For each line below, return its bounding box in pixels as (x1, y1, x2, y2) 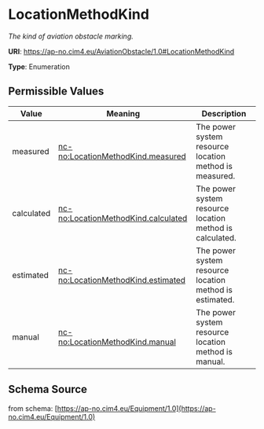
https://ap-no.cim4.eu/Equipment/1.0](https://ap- (57, 403, 216, 413)
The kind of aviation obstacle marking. (8, 31, 134, 41)
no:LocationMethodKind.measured (57, 151, 186, 162)
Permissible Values (8, 85, 104, 98)
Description (201, 108, 247, 119)
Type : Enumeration (8, 61, 71, 71)
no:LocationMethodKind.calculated (57, 212, 188, 223)
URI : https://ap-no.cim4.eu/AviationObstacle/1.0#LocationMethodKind (8, 46, 235, 56)
